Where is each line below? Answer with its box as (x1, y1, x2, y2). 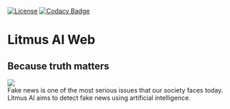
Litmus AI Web (7, 32, 96, 48)
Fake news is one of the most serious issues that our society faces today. (7, 86, 224, 94)
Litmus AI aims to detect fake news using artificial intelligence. (7, 93, 191, 102)
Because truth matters (7, 60, 109, 72)
